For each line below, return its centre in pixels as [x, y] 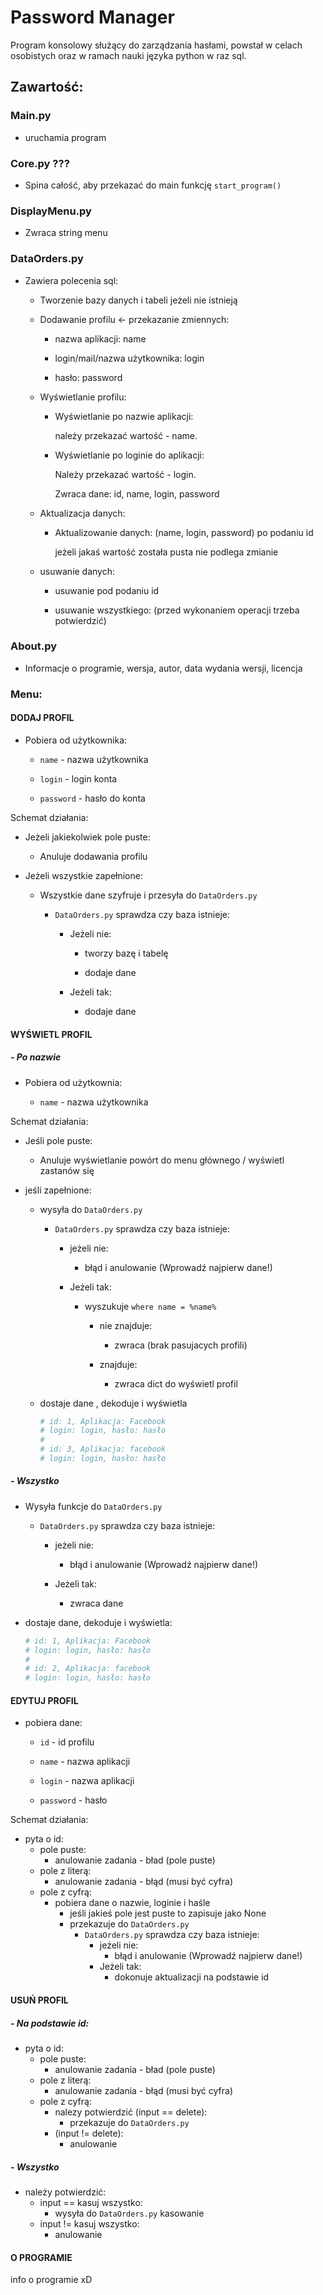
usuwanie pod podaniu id [107, 590]
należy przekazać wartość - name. [126, 435]
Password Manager [92, 17]
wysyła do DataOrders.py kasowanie [129, 2213]
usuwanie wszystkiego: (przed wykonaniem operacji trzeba [177, 610]
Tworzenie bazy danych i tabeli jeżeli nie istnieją [138, 300]
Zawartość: [47, 87]
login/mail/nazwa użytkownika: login [129, 358]
